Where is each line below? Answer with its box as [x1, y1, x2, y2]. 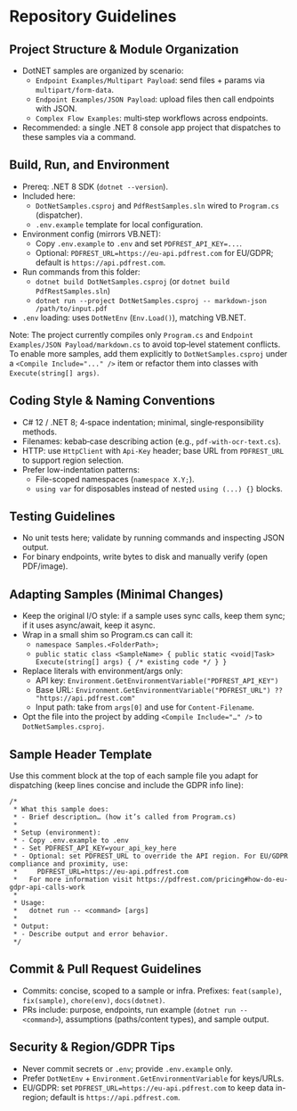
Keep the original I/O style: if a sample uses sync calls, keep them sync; [21, 611, 286, 621]
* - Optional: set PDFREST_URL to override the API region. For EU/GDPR [12, 852, 289, 861]
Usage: [20, 899, 46, 908]
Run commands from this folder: [21, 266, 140, 277]
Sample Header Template [9, 746, 153, 761]
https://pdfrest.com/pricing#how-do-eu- [136, 876, 289, 885]
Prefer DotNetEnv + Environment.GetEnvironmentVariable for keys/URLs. [21, 1073, 285, 1083]
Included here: [21, 190, 76, 202]
